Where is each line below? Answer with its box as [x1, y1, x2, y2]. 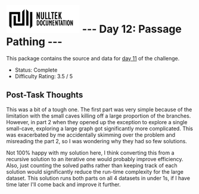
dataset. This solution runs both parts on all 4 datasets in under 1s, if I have [6, 174, 191, 181]
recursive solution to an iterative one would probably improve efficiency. [6, 155, 184, 162]
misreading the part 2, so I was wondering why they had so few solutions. [6, 137, 188, 144]
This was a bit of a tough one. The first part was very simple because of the [6, 106, 192, 113]
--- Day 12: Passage [82, 23, 182, 36]
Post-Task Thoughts [6, 90, 83, 100]
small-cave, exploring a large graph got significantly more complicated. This [6, 125, 194, 132]
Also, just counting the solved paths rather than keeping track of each [6, 162, 178, 169]
